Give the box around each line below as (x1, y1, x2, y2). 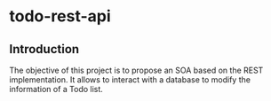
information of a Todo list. (9, 84, 104, 94)
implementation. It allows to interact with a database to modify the (9, 74, 251, 85)
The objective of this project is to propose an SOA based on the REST (9, 65, 264, 75)
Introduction (9, 42, 80, 57)
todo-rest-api (9, 6, 111, 27)
